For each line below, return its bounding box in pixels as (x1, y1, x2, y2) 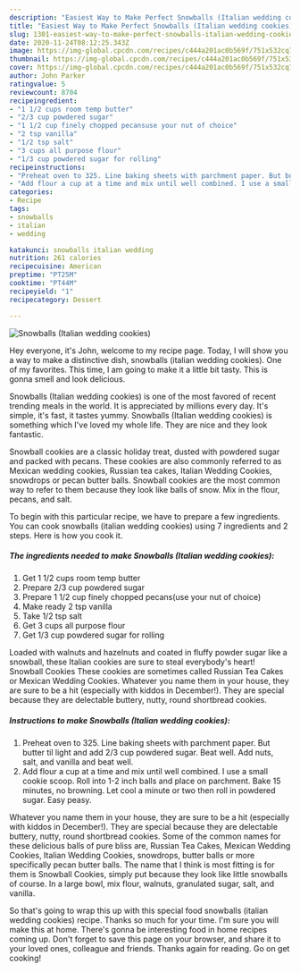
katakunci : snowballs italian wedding (9, 245, 154, 255)
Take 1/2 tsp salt (21, 611, 83, 621)
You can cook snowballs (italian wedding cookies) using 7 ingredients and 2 (9, 520, 288, 531)
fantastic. (9, 428, 44, 439)
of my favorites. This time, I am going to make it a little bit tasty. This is (9, 364, 268, 375)
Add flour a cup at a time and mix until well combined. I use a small (21, 766, 269, 777)
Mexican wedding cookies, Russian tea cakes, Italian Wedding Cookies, (9, 465, 272, 476)
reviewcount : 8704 (9, 88, 78, 97)
